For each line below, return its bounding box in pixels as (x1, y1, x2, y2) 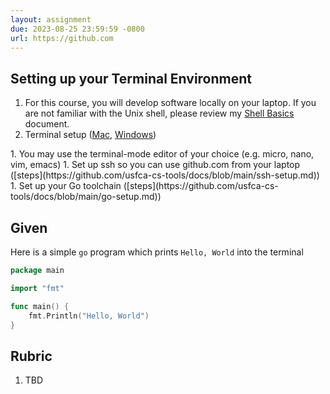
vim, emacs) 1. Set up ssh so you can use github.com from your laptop (10, 159, 301, 171)
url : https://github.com (10, 33, 114, 43)
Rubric (10, 347, 53, 365)
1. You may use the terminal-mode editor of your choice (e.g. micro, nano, (10, 148, 315, 160)
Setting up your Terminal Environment (10, 70, 253, 87)
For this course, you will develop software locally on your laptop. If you (24, 97, 317, 109)
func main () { (10, 301, 70, 311)
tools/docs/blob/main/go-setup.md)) (10, 191, 162, 203)
